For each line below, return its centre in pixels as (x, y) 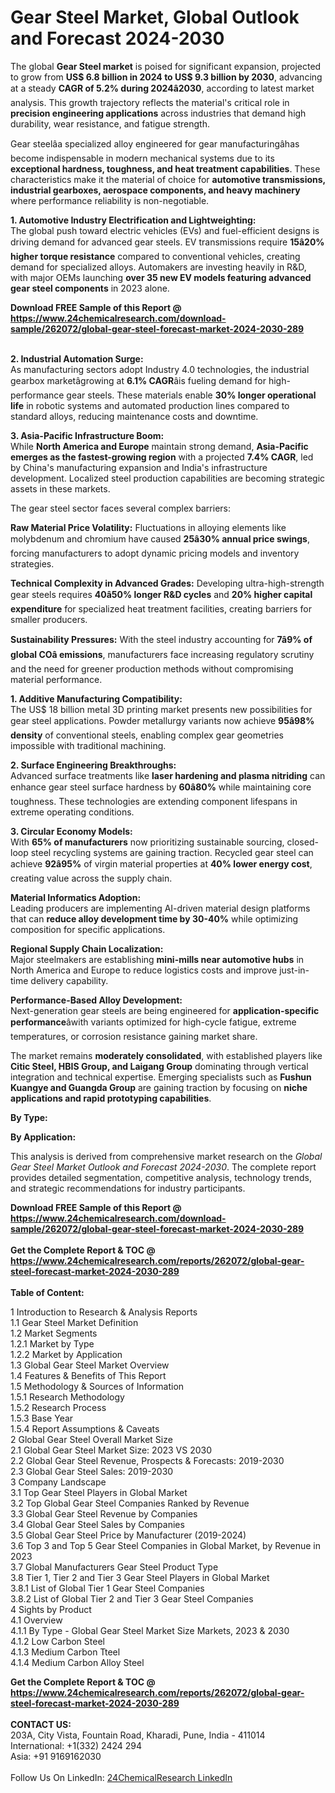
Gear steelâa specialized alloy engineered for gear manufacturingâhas (155, 143)
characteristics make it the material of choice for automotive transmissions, (168, 179)
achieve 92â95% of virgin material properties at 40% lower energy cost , (161, 863)
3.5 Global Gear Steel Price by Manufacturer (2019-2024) (128, 1535)
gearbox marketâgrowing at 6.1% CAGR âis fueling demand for (138, 380)
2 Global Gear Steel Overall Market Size (91, 1439)
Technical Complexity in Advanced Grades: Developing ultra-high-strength (167, 583)
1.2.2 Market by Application (66, 1354)
